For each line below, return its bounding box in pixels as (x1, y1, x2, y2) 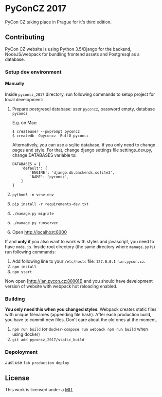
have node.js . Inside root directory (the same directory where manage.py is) (5, 244, 156, 250)
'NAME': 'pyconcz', (30, 174, 69, 179)
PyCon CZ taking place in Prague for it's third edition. (5, 19, 112, 25)
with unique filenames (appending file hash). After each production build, (5, 312, 152, 318)
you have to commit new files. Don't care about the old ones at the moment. (5, 317, 157, 323)
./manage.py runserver (12, 220, 58, 225)
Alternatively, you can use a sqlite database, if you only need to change (12, 142, 156, 147)
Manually (5, 81, 24, 87)
